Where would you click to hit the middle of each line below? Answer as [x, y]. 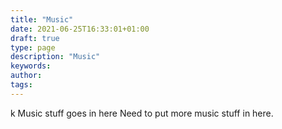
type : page [33, 47]
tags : [21, 85]
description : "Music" [55, 57]
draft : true [35, 38]
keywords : [31, 66]
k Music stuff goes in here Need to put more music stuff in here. [142, 113]
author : [26, 76]
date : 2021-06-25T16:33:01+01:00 [80, 29]
